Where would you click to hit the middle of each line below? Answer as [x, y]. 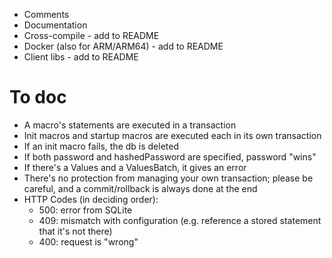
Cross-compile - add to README [91, 35]
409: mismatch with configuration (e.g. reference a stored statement [180, 220]
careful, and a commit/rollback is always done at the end [140, 188]
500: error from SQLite [85, 210]
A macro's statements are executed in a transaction [130, 125]
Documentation [55, 25]
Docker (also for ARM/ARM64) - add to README [123, 46]
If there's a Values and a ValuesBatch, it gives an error [135, 167]
